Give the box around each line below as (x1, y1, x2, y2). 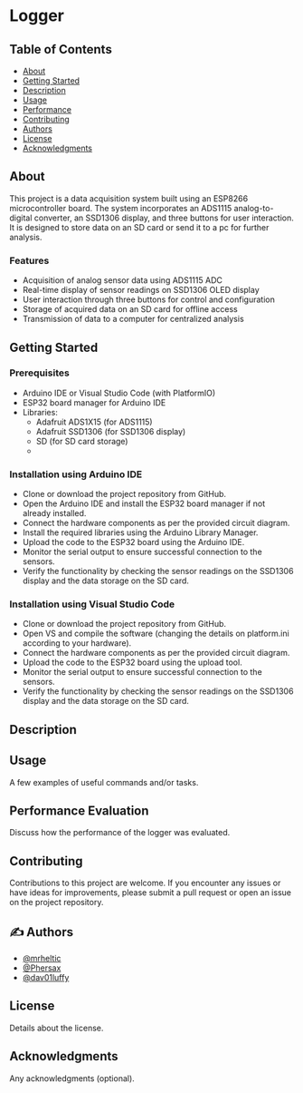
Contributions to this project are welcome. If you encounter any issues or (9, 877, 281, 889)
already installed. (22, 508, 87, 519)
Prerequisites (9, 366, 70, 379)
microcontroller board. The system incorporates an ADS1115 (9, 202, 232, 213)
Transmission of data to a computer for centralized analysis (22, 314, 244, 325)
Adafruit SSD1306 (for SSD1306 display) (35, 425, 186, 436)
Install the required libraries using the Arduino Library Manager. (22, 527, 259, 538)
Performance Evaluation (9, 803, 149, 818)
